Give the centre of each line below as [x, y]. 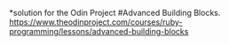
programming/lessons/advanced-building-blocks [99, 31]
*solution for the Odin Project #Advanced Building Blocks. [115, 13]
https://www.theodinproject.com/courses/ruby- [96, 22]
